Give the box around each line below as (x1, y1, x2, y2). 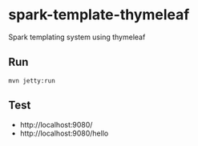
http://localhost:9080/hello (19, 128, 109, 138)
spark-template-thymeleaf (8, 6, 190, 24)
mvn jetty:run (8, 76, 56, 85)
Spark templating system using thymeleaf (8, 32, 146, 42)
